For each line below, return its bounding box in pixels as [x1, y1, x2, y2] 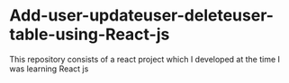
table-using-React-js [9, 24, 170, 45]
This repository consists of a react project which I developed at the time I [9, 54, 281, 64]
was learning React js [9, 63, 89, 74]
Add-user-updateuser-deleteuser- [9, 5, 275, 26]
